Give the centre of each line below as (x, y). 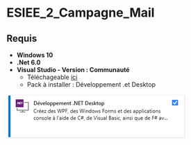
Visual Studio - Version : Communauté (73, 70)
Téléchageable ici (52, 77)
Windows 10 (35, 55)
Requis (22, 39)
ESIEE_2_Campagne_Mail (81, 13)
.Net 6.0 (28, 62)
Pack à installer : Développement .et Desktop (91, 84)
